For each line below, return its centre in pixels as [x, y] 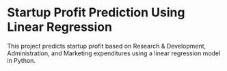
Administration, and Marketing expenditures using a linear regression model [114, 53]
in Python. [22, 60]
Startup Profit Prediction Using [96, 13]
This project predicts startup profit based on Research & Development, [107, 46]
